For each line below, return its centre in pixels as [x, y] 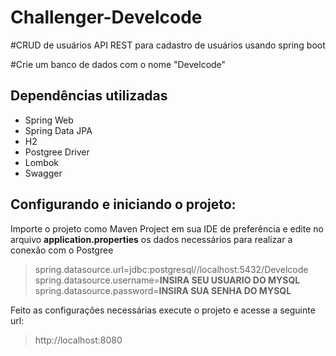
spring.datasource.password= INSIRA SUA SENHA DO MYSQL [163, 290]
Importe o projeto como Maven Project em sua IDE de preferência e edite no [167, 228]
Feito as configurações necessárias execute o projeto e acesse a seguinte [163, 310]
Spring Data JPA [58, 130]
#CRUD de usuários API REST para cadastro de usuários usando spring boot [168, 45]
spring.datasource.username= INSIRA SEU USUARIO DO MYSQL [167, 280]
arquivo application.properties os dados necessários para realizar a [151, 239]
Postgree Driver [57, 152]
